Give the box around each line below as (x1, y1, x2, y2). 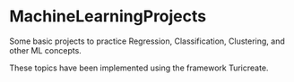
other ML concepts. (9, 45, 82, 55)
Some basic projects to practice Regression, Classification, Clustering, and (9, 36, 285, 46)
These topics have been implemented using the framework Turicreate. (9, 62, 269, 73)
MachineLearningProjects (9, 6, 207, 27)
